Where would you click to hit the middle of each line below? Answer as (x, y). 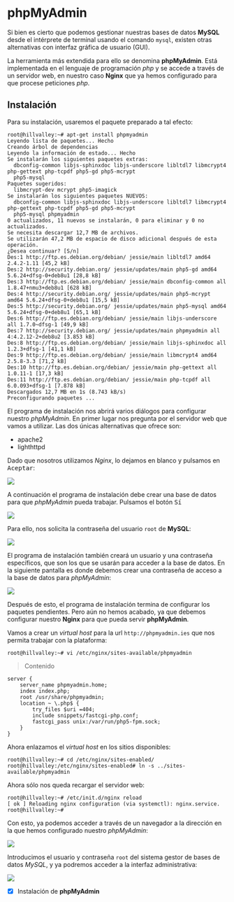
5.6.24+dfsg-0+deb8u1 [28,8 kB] (54, 275)
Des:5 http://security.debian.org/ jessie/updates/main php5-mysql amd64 (117, 306)
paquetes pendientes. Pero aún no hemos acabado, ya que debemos (107, 612)
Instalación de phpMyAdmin (58, 891)
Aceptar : (21, 467)
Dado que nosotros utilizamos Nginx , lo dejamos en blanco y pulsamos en (114, 460)
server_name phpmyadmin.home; (64, 685)
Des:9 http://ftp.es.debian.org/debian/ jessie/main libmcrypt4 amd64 (112, 355)
